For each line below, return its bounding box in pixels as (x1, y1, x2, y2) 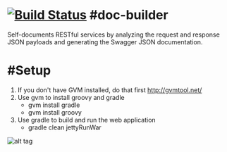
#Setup (7, 63, 51, 79)
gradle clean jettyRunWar (27, 123, 102, 132)
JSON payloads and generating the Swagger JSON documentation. (7, 37, 203, 46)
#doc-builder (89, 7, 168, 23)
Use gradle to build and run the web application (17, 115, 157, 124)
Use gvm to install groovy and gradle (17, 93, 125, 101)
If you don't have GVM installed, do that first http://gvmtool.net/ (17, 85, 202, 94)
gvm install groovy (27, 108, 82, 116)
